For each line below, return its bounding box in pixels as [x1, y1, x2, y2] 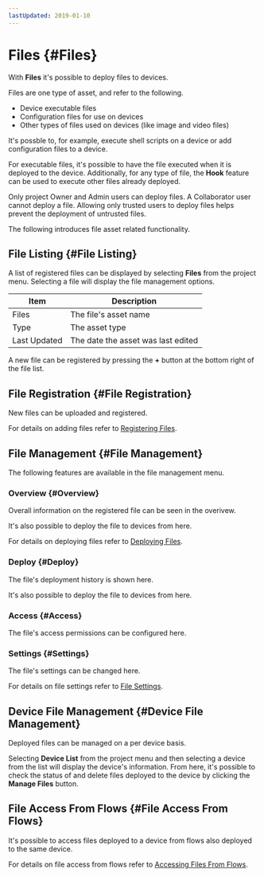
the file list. [8, 364, 45, 374]
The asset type [70, 322, 126, 333]
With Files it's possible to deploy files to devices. [8, 72, 169, 82]
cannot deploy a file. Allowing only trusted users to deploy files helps [8, 200, 235, 209]
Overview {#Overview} [8, 487, 99, 499]
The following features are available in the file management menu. [8, 468, 225, 477]
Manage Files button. [8, 779, 80, 789]
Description [111, 296, 157, 307]
